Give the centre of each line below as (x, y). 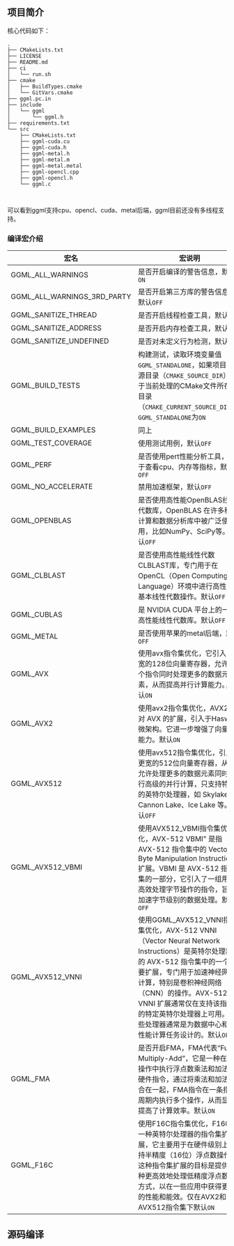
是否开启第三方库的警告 (177, 292)
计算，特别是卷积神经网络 (180, 983)
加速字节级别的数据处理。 (180, 900)
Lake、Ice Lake (190, 805)
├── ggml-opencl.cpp (49, 172)
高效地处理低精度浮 (184, 1176)
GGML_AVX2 (32, 723)
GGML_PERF (31, 465)
